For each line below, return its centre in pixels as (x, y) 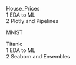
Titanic (14, 44)
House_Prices (23, 9)
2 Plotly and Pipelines (32, 21)
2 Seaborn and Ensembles (38, 56)
